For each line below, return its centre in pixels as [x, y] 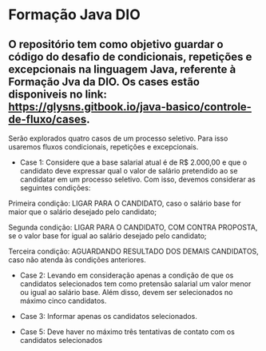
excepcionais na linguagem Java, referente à [122, 69]
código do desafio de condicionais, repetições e [130, 56]
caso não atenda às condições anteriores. [77, 260]
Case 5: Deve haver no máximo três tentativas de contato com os [127, 332]
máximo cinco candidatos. [63, 301]
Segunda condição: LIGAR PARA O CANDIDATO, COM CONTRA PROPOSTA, [133, 227]
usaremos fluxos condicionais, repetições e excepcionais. [103, 147]
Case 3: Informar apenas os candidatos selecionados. [109, 316]
